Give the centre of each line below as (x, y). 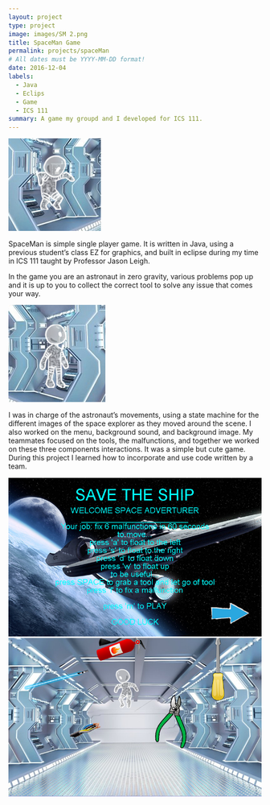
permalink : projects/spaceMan (59, 51)
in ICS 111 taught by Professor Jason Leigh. (79, 261)
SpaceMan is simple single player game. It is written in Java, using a (121, 244)
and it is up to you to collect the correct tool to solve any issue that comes (131, 285)
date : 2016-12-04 (37, 68)
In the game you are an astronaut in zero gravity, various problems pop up (131, 277)
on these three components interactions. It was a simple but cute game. (127, 449)
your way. (25, 294)
